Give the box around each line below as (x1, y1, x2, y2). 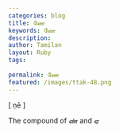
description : (8, 33, 52, 42)
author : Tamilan (8, 41, 62, 49)
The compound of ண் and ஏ (8, 115, 100, 125)
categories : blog (8, 11, 66, 20)
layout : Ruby (8, 49, 52, 57)
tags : (8, 57, 26, 65)
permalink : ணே (8, 71, 59, 79)
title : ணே (8, 19, 45, 27)
